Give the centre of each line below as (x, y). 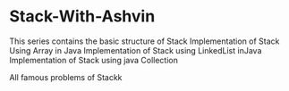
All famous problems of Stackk (66, 77)
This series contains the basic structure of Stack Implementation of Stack (144, 41)
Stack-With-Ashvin (82, 17)
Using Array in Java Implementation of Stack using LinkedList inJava (136, 50)
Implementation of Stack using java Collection (94, 60)
